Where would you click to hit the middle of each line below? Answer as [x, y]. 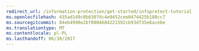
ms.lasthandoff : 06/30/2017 [41, 39]
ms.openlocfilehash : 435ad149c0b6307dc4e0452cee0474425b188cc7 [86, 17]
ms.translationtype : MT [36, 28]
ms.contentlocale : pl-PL [37, 33]
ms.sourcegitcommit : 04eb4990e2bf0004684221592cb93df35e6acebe [86, 22]
